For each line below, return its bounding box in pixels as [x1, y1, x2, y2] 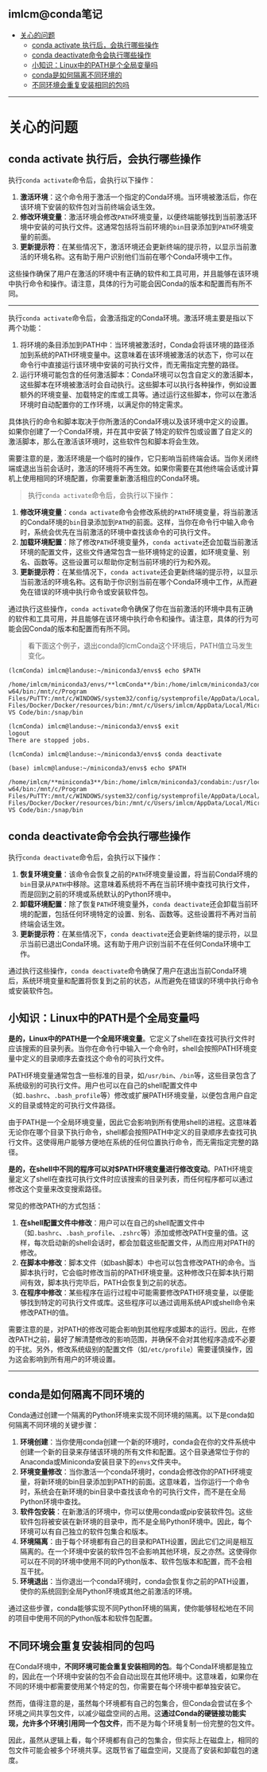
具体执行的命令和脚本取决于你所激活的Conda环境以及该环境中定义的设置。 [8, 417, 253, 426]
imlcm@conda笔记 [8, 7, 103, 22]
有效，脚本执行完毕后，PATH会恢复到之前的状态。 [26, 1278, 192, 1288]
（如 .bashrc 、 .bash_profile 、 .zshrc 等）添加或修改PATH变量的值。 [19, 1228, 242, 1237]
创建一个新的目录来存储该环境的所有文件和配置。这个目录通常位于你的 [19, 1447, 250, 1456]
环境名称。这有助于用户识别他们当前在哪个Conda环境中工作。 [33, 252, 237, 261]
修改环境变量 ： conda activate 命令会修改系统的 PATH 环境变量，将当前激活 [19, 507, 258, 516]
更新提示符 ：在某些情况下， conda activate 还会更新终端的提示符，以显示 [19, 566, 258, 576]
